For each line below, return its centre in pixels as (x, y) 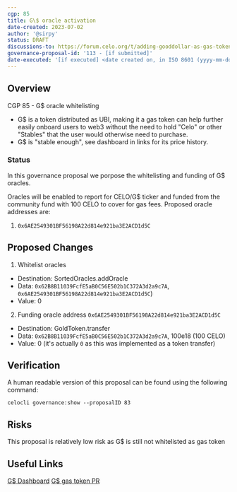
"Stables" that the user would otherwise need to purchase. (103, 134)
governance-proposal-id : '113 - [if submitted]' (80, 54)
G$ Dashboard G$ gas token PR (54, 481)
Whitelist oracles (42, 264)
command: (23, 390)
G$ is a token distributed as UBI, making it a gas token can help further (120, 119)
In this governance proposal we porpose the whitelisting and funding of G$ (116, 175)
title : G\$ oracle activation (52, 20)
